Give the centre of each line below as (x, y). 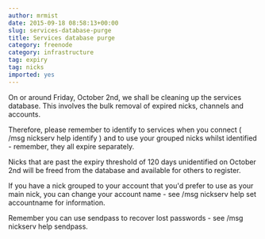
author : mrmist (33, 15)
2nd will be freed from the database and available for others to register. (125, 170)
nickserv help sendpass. (48, 226)
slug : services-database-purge (60, 30)
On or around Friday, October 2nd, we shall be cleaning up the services (125, 97)
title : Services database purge (61, 38)
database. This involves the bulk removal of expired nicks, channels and (126, 106)
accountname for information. (57, 202)
